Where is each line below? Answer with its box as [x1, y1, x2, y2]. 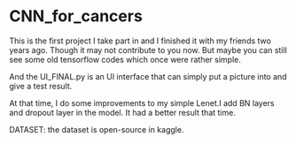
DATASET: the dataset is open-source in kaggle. [9, 124, 184, 134]
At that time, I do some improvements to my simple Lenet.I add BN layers [9, 97, 275, 108]
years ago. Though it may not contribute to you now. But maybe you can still [9, 44, 288, 55]
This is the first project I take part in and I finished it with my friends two [9, 35, 272, 46]
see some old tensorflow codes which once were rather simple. [9, 54, 241, 64]
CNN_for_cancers [9, 6, 144, 27]
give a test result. [9, 80, 73, 91]
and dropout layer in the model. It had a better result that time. [9, 107, 237, 117]
